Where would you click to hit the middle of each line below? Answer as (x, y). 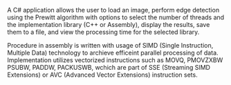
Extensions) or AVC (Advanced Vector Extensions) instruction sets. (103, 75)
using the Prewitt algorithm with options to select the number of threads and (116, 17)
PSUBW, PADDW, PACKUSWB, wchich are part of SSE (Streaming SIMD (109, 67)
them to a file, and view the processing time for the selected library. (103, 32)
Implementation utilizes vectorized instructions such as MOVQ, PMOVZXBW (115, 60)
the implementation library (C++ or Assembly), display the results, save (109, 25)
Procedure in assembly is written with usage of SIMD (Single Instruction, (110, 45)
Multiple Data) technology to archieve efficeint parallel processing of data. (113, 53)
